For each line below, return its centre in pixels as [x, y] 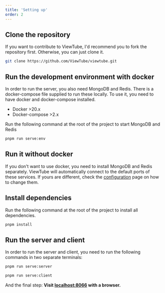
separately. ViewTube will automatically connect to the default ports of [78, 171]
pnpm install [19, 224]
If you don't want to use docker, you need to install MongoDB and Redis [79, 166]
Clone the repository [38, 35]
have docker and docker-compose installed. [50, 99]
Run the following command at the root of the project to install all [72, 210]
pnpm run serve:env [25, 138]
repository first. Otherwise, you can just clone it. [55, 52]
